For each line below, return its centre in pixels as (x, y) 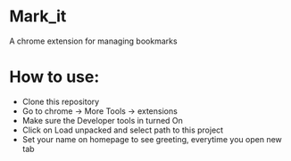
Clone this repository (61, 101)
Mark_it (38, 16)
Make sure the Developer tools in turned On (102, 120)
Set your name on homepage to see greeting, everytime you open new (152, 139)
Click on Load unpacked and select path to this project (123, 130)
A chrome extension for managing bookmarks (93, 41)
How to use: (54, 77)
